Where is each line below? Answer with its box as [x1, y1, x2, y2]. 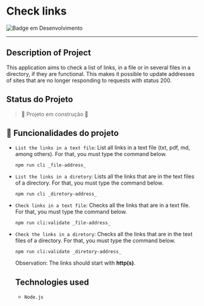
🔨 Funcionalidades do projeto [6, 127, 119, 138]
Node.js [24, 294, 44, 301]
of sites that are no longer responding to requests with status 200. [6, 76, 172, 84]
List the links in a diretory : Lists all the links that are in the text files [15, 173, 195, 180]
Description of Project [6, 47, 91, 58]
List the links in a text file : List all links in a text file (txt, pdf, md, [15, 144, 190, 151]
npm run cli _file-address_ [15, 162, 86, 168]
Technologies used [15, 277, 89, 287]
